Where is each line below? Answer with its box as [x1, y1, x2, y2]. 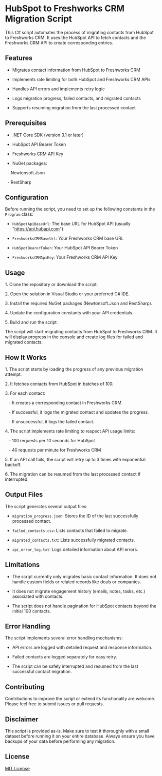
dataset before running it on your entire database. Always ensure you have [5, 733, 155, 739]
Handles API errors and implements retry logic [12, 86, 105, 92]
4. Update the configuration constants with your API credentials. [5, 310, 134, 316]
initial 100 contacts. [12, 608, 51, 614]
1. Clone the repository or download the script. [5, 282, 98, 287]
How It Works [5, 353, 47, 362]
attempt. [5, 371, 22, 377]
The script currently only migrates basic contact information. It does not [12, 573, 157, 579]
